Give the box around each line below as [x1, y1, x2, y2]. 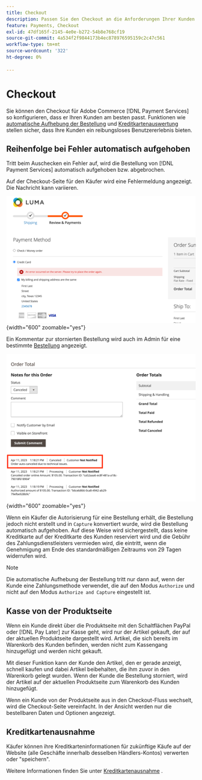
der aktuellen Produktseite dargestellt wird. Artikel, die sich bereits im [6, 635, 179, 642]
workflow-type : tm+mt [6, 42, 61, 48]
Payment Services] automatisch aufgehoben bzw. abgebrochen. [6, 166, 165, 173]
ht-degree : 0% [6, 54, 42, 60]
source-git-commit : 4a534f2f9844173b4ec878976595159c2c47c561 [6, 35, 165, 42]
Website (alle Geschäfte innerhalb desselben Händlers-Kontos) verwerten [6, 749, 189, 756]
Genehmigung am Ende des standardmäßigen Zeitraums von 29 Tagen [6, 546, 182, 554]
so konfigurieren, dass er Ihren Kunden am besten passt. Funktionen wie [6, 113, 186, 120]
